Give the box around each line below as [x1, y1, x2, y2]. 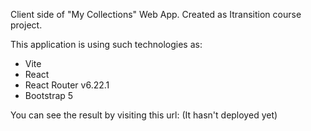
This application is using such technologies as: [10, 39, 203, 50]
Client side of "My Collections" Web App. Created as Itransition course [10, 9, 302, 20]
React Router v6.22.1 [24, 79, 110, 91]
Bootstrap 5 [24, 90, 74, 101]
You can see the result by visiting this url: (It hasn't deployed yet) [10, 109, 278, 121]
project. [10, 19, 43, 31]
